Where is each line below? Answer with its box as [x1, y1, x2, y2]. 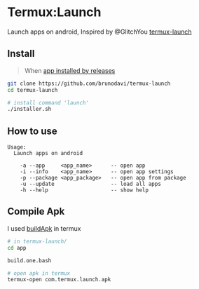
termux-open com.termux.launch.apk [7, 276, 111, 283]
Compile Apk [7, 206, 65, 217]
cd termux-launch [7, 86, 58, 93]
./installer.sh [7, 106, 52, 113]
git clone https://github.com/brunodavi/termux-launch [7, 80, 171, 87]
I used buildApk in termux [7, 224, 81, 232]
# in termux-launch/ [7, 238, 68, 245]
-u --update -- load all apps [20, 180, 161, 188]
